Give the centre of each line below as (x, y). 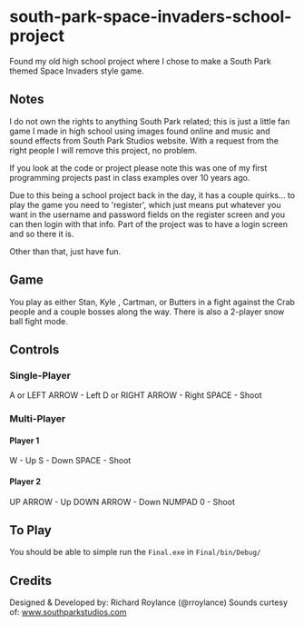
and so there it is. (42, 234)
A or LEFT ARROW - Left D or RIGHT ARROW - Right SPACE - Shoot (136, 395)
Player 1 (25, 440)
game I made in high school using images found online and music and (140, 131)
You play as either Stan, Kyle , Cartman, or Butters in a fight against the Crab (152, 302)
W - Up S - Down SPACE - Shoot (70, 461)
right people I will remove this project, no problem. (103, 150)
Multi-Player (38, 419)
